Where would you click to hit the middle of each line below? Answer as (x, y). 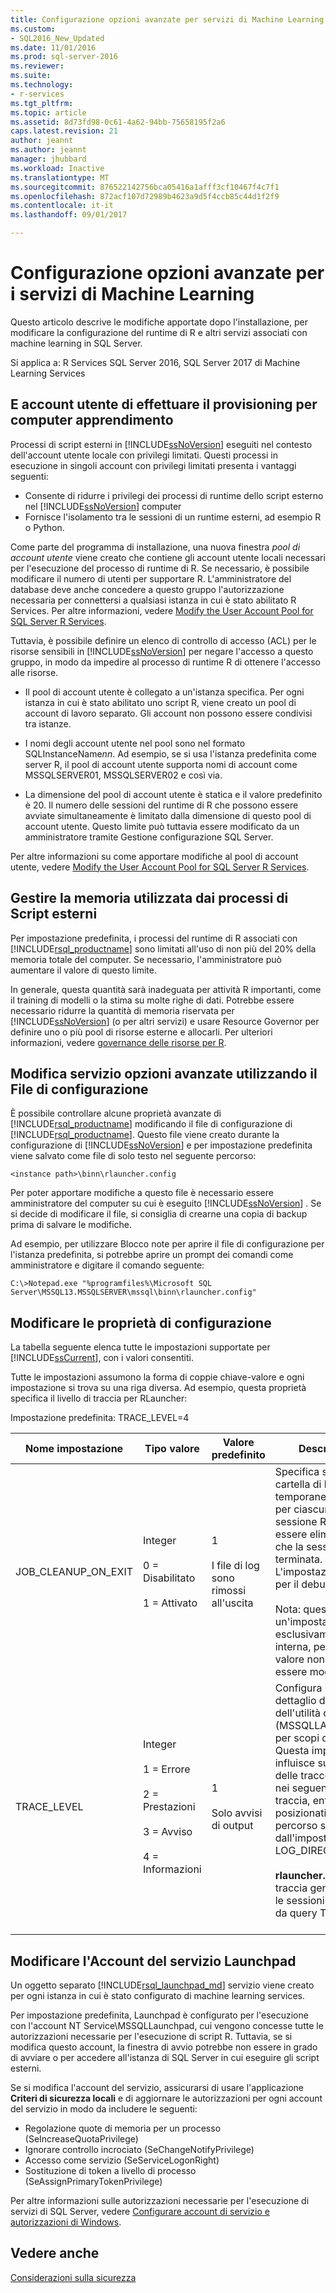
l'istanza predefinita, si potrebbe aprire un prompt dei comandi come (152, 1255)
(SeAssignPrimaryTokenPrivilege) (93, 2181)
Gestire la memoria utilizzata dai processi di (149, 898)
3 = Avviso (168, 1832)
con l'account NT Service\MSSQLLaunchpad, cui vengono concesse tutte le (167, 2025)
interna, (293, 1647)
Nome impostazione (74, 1449)
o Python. (44, 527)
